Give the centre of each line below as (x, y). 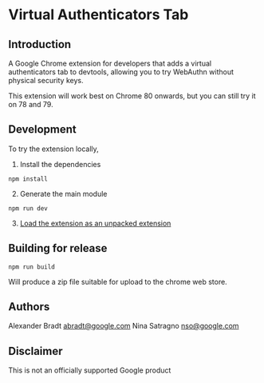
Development (43, 130)
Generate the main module (63, 193)
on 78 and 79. (31, 104)
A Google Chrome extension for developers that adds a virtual (110, 63)
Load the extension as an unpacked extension (95, 223)
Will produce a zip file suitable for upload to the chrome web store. (118, 281)
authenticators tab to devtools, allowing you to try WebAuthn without (121, 72)
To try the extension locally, (54, 149)
